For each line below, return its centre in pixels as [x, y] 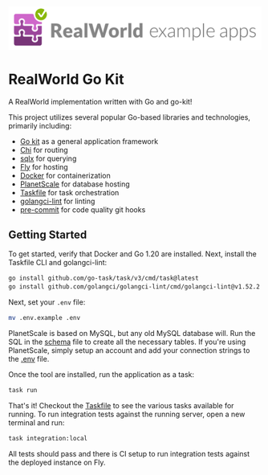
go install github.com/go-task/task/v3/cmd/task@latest [104, 278]
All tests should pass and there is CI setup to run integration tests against [129, 453]
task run [23, 391]
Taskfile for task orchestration [69, 192]
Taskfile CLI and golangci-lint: [58, 263]
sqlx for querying [48, 158]
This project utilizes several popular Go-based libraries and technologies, [130, 117]
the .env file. [29, 359]
